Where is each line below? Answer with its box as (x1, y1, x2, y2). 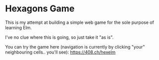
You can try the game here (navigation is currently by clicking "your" (5, 44, 145, 50)
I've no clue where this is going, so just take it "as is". (5, 34, 114, 40)
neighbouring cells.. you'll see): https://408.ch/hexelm (5, 49, 116, 55)
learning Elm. (5, 24, 32, 30)
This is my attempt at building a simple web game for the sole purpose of (5, 19, 155, 25)
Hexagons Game (5, 3, 75, 14)
